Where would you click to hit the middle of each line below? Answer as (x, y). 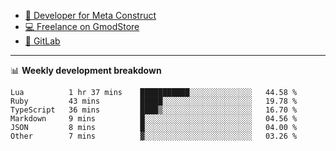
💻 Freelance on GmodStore (82, 26)
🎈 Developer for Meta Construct (90, 15)
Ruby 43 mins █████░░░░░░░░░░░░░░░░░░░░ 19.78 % (154, 101)
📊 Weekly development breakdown (86, 70)
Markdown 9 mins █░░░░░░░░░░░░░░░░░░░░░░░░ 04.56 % (154, 119)
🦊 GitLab (42, 41)
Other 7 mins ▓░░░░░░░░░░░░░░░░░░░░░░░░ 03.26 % (154, 136)
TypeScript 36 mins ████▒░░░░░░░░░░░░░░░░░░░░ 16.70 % (154, 110)
